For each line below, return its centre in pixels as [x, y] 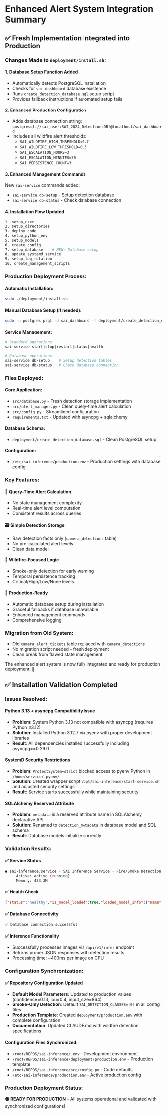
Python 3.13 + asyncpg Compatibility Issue [50, 711]
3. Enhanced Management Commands [45, 174]
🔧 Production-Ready [27, 593]
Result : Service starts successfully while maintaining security [75, 792]
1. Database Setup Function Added [42, 72]
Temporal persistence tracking [44, 576]
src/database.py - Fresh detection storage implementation [72, 401]
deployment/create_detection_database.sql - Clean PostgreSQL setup [84, 440]
